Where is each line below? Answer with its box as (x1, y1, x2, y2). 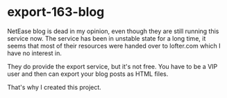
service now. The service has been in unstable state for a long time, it (7, 34, 206, 42)
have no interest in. (7, 49, 62, 57)
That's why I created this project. (7, 83, 102, 91)
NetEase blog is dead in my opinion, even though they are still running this (7, 27, 219, 35)
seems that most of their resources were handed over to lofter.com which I (7, 41, 221, 50)
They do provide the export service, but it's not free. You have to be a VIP (7, 62, 218, 70)
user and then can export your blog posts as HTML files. (7, 70, 169, 78)
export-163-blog (7, 4, 105, 20)
